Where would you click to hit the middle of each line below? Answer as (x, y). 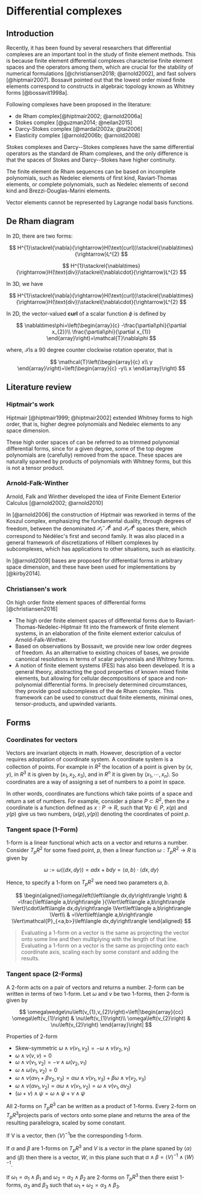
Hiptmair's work (30, 404)
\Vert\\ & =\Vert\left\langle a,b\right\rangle (101, 914)
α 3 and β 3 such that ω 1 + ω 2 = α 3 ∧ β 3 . (72, 1186)
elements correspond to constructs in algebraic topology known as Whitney (100, 86)
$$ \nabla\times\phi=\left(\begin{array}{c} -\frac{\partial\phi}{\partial (101, 325)
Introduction (30, 33)
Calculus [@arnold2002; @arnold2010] (55, 502)
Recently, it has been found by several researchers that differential (89, 48)
